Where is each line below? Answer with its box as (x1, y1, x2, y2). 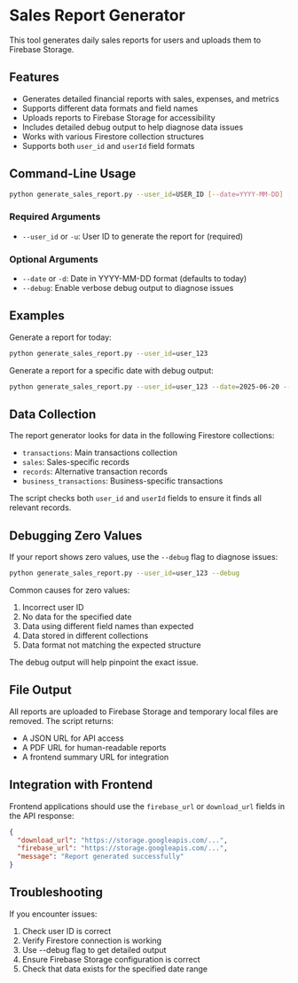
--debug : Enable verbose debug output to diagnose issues (21, 283, 234, 294)
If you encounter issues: (9, 908, 98, 919)
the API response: (9, 810, 74, 821)
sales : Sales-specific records (21, 457, 130, 468)
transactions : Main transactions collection (21, 447, 177, 458)
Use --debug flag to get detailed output (21, 944, 167, 955)
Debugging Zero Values (9, 528, 143, 543)
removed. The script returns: (9, 715, 114, 726)
